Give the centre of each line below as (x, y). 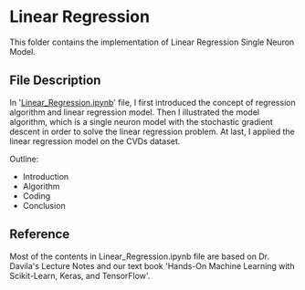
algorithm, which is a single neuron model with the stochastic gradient (142, 121)
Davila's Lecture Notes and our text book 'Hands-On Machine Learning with (152, 265)
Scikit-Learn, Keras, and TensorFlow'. (80, 275)
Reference (40, 234)
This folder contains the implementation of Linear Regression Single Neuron (152, 42)
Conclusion (44, 205)
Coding (37, 196)
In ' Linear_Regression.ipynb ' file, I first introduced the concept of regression (152, 102)
